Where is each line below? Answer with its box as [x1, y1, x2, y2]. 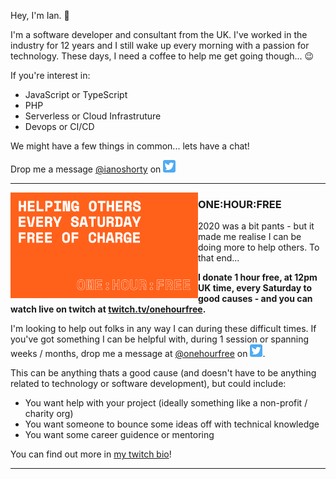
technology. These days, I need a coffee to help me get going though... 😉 [10, 50, 315, 62]
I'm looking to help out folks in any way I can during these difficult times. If [10, 323, 317, 335]
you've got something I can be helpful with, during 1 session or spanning [10, 333, 310, 345]
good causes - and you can [198, 293, 313, 305]
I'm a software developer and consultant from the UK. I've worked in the [10, 29, 308, 40]
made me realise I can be [198, 231, 302, 243]
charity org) [24, 408, 74, 420]
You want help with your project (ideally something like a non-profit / [24, 397, 308, 409]
